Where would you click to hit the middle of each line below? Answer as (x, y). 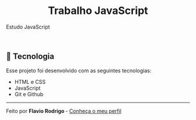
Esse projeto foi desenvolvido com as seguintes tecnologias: (79, 70)
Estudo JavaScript (28, 27)
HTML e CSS (30, 82)
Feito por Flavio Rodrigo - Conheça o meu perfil (64, 111)
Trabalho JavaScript (98, 11)
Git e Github (29, 94)
